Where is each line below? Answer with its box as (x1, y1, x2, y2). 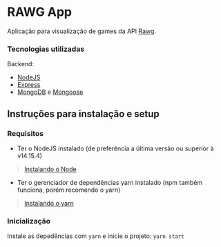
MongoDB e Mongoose (17, 88, 84, 97)
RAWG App (7, 4, 73, 20)
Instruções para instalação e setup (7, 108, 160, 119)
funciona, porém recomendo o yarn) (17, 186, 121, 194)
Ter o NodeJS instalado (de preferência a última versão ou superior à (17, 144, 214, 152)
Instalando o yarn (23, 199, 74, 207)
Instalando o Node (23, 165, 77, 173)
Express (17, 81, 41, 89)
